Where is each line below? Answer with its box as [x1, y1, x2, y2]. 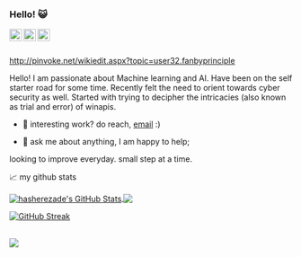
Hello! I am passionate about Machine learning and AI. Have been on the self [9, 73, 293, 84]
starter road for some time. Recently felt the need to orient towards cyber [9, 83, 280, 93]
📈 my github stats [9, 172, 77, 182]
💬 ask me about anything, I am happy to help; [22, 137, 190, 147]
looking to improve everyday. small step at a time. [9, 154, 193, 164]
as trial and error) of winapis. [9, 102, 117, 112]
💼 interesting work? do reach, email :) [22, 119, 161, 129]
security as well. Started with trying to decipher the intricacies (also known [9, 92, 287, 102]
